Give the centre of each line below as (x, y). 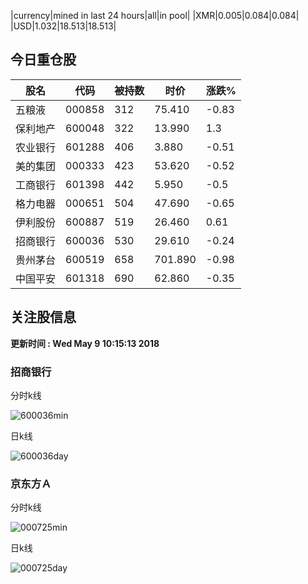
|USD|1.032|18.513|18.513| (63, 26)
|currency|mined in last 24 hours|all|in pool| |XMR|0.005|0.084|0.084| (155, 15)
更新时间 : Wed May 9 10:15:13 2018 (85, 343)
